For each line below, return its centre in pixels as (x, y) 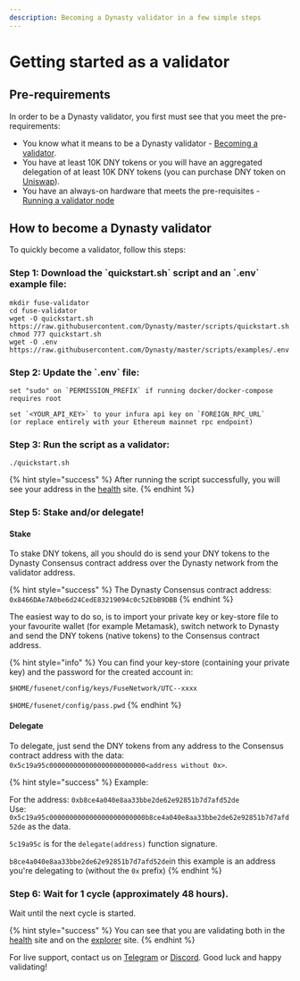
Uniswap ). (41, 181)
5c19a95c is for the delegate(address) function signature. (113, 843)
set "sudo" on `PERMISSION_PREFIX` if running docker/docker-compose (142, 391)
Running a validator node (68, 200)
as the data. (49, 826)
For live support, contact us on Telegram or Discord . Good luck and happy (146, 957)
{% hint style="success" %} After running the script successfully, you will (145, 480)
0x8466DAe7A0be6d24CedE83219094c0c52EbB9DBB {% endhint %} (121, 600)
